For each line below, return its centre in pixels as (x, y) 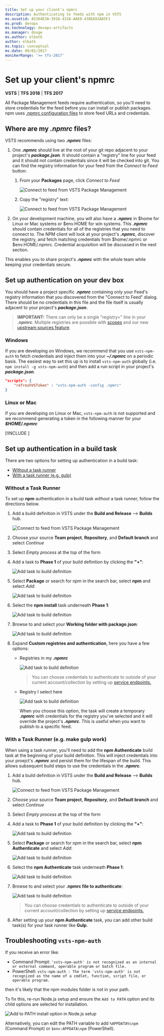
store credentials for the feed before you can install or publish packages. (78, 108)
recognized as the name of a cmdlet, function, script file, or (79, 976)
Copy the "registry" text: (44, 200)
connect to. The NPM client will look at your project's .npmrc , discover (83, 234)
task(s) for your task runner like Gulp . (50, 925)
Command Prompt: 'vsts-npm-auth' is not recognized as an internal (84, 962)
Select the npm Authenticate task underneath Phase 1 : (68, 867)
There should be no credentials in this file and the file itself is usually (74, 302)
